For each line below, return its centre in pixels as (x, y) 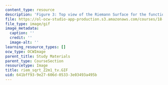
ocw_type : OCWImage (25, 51)
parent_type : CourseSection (34, 61)
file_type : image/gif (28, 24)
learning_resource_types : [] (35, 47)
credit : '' (21, 38)
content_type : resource (30, 10)
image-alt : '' (24, 42)
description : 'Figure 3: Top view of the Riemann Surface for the (76, 14)
